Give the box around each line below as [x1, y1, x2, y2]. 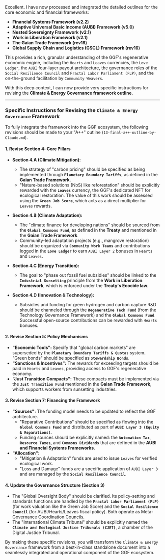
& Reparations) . [19, 429, 52, 435]
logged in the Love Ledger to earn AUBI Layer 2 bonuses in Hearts [19, 248, 153, 254]
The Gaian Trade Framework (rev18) [12, 40, 87, 46]
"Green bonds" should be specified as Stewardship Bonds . [12, 355, 130, 361]
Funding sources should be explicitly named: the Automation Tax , [19, 434, 151, 440]
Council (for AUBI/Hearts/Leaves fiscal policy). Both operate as [12, 509, 140, 515]
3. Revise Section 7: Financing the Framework [5, 398, 100, 403]
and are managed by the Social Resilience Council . [19, 471, 127, 477]
